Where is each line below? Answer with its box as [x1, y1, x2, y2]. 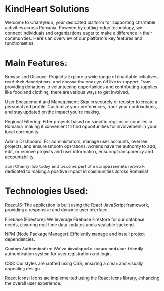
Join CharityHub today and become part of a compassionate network [5, 163, 145, 169]
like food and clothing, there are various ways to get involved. [5, 89, 130, 95]
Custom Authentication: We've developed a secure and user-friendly [5, 246, 143, 251]
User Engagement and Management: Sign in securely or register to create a [5, 99, 158, 104]
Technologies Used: [5, 186, 88, 197]
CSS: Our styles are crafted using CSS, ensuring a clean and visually [5, 260, 143, 266]
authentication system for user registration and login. [5, 250, 112, 257]
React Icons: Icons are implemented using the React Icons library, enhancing [5, 275, 160, 281]
